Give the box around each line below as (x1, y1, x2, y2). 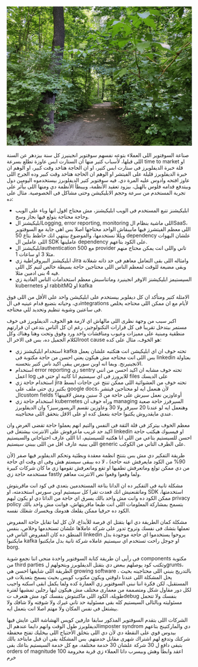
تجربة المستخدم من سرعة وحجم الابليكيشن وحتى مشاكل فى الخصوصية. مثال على (6, 189, 186, 196)
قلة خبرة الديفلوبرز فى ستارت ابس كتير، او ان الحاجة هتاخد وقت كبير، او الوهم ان (6, 164, 183, 171)
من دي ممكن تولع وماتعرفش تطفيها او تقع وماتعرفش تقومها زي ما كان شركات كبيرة (6, 464, 190, 471)
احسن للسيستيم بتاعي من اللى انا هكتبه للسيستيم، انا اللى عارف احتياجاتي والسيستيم (6, 434, 192, 441)
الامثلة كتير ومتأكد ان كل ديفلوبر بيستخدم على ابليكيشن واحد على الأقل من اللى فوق (6, 293, 190, 301)
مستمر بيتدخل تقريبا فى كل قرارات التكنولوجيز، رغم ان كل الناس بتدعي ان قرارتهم (6, 323, 187, 331)
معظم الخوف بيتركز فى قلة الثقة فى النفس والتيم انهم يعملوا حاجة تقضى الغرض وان (6, 422, 190, 428)
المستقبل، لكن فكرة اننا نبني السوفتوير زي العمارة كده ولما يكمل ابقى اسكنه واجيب (6, 580, 189, 587)
